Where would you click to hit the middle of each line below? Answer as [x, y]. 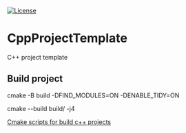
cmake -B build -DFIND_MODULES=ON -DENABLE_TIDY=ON [93, 95]
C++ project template [38, 57]
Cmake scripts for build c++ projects [59, 122]
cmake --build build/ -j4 [41, 108]
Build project [35, 79]
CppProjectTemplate [67, 38]
